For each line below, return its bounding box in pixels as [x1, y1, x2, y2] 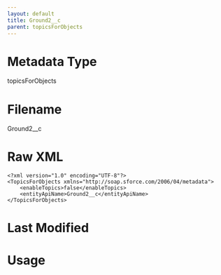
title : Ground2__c [7, 17, 61, 24]
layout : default [7, 10, 55, 18]
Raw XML [7, 149, 64, 165]
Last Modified [7, 220, 90, 236]
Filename [7, 101, 62, 117]
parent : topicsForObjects [7, 23, 83, 30]
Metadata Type [7, 53, 97, 69]
